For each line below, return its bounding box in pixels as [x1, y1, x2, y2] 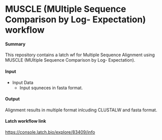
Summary [5, 41, 26, 47]
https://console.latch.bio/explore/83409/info [5, 129, 95, 135]
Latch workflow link [5, 118, 47, 124]
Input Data [12, 79, 33, 85]
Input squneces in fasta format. [19, 85, 83, 91]
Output [5, 96, 20, 102]
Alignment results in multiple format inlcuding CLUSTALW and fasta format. [5, 107, 158, 113]
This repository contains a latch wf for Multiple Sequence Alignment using [5, 52, 155, 58]
